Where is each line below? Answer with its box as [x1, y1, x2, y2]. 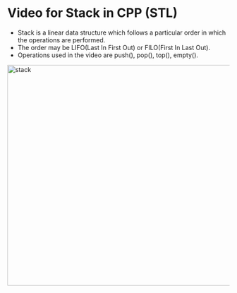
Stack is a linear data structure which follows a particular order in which [17, 28, 226, 37]
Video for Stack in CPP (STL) [7, 5, 178, 21]
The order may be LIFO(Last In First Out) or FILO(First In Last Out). [17, 43, 210, 52]
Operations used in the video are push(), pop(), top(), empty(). [17, 51, 199, 59]
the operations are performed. [17, 35, 106, 44]
